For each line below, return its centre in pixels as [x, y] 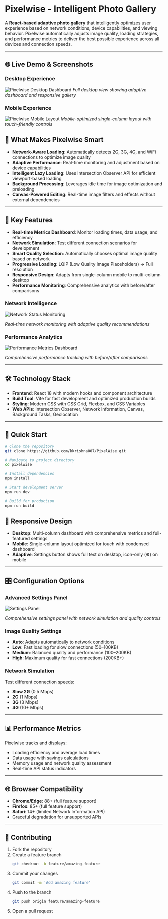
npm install [17, 478]
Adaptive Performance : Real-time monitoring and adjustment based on [86, 162]
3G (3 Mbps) [25, 702]
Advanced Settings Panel [36, 597]
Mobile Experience [28, 108]
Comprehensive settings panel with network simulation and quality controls [83, 618]
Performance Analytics [34, 337]
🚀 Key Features [29, 220]
